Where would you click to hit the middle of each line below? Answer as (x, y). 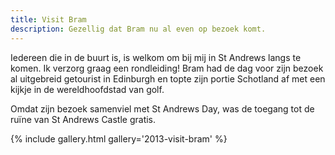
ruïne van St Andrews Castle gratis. (83, 119)
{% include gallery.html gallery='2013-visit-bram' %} (119, 138)
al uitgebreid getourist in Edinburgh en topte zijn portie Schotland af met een (168, 78)
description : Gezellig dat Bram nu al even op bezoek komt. (138, 29)
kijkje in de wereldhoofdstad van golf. (87, 89)
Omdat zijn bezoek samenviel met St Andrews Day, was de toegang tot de (162, 108)
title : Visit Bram (48, 19)
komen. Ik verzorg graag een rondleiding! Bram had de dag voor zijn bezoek (167, 68)
